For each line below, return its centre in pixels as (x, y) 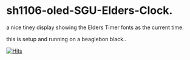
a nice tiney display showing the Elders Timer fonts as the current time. (95, 27)
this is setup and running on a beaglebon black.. (66, 39)
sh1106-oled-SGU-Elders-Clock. (90, 11)
